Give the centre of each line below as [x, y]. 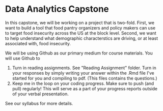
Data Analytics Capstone [57, 9]
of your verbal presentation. [40, 94]
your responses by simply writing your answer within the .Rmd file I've [83, 73]
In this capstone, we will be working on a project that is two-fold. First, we [80, 23]
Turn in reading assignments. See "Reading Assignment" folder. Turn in [84, 68]
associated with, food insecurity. [38, 43]
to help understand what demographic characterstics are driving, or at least [81, 38]
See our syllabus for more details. [39, 103]
